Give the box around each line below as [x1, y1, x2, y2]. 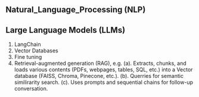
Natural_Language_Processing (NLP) [5, 5, 146, 15]
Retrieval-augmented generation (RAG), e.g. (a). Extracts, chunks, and [14, 60, 186, 67]
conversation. [14, 85, 48, 92]
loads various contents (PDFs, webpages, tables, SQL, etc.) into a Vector [14, 66, 193, 73]
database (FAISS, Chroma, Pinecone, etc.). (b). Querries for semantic [14, 73, 184, 80]
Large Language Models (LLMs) [5, 25, 126, 35]
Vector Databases [14, 47, 58, 54]
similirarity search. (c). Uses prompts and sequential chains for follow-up [14, 79, 194, 86]
